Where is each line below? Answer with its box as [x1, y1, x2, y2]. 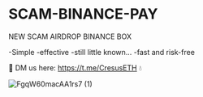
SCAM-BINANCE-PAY [8, 5, 158, 23]
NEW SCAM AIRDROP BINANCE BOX [8, 32, 132, 41]
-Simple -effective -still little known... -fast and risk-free [8, 47, 195, 57]
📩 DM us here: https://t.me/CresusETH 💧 [8, 62, 142, 73]
